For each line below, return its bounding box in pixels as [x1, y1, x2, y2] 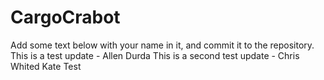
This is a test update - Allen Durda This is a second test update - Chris [10, 49, 300, 61]
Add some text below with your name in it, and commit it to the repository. [10, 39, 315, 51]
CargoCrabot [10, 6, 121, 29]
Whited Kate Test [10, 60, 82, 72]
